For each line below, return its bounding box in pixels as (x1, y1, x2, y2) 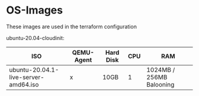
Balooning (146, 80, 175, 88)
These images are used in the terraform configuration (6, 23, 137, 30)
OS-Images (6, 4, 63, 17)
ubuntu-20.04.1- (9, 65, 59, 74)
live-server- (9, 73, 44, 81)
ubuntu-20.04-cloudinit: (6, 34, 65, 41)
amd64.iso (9, 80, 39, 88)
